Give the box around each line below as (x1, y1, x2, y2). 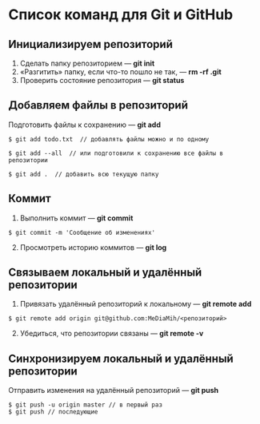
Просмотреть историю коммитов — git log (19, 242, 167, 252)
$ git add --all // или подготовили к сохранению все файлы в (8, 149, 224, 157)
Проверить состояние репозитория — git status (19, 76, 185, 85)
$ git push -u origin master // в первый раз (8, 401, 162, 409)
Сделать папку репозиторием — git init (19, 58, 155, 68)
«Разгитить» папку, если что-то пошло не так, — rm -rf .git (19, 67, 222, 77)
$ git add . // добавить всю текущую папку (8, 170, 159, 178)
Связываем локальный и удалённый (8, 266, 202, 279)
